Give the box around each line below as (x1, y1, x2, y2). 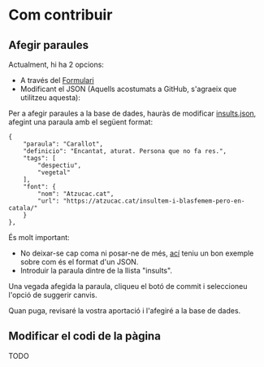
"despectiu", (37, 161, 82, 169)
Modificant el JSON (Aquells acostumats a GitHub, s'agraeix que (19, 84, 237, 94)
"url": (37, 197, 60, 205)
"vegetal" (37, 168, 71, 177)
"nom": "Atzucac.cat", (37, 190, 115, 198)
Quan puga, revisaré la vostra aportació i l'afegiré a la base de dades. (8, 306, 241, 315)
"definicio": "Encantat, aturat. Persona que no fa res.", (23, 147, 227, 155)
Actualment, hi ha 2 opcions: (8, 59, 104, 69)
